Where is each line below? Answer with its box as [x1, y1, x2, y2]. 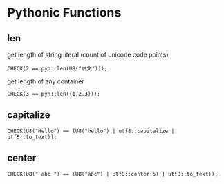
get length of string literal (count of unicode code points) [7, 50, 169, 59]
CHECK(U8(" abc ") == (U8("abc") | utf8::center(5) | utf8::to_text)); [7, 170, 218, 177]
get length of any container [7, 77, 84, 85]
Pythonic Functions [7, 5, 122, 21]
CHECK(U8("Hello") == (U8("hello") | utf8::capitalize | [7, 127, 175, 134]
